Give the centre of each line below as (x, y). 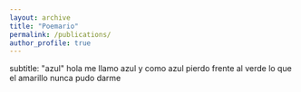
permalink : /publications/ (60, 34)
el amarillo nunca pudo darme (65, 78)
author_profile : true (50, 43)
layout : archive (40, 18)
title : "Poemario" (44, 26)
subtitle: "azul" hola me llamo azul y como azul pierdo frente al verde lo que (150, 69)
